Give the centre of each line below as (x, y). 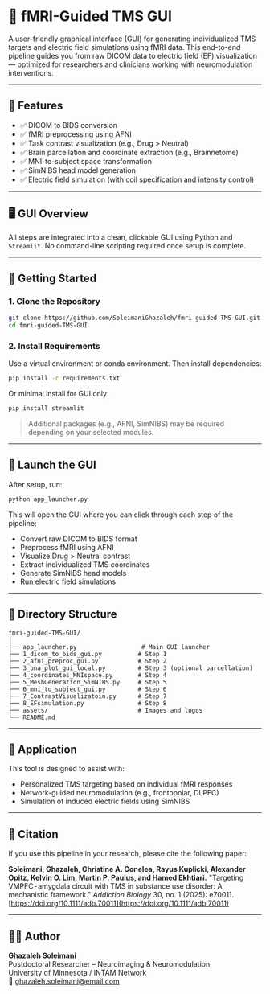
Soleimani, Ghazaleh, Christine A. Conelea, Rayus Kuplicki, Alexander (127, 869)
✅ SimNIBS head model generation (78, 170)
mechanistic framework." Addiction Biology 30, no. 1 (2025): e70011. (121, 895)
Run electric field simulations (68, 581)
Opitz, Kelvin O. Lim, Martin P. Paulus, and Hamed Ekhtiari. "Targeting (126, 878)
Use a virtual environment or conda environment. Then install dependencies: (135, 364)
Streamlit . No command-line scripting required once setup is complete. (127, 245)
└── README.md (32, 717)
